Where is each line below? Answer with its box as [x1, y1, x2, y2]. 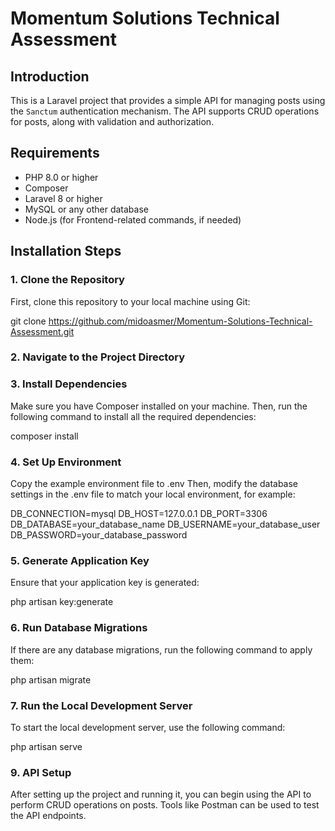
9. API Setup [10, 765, 72, 779]
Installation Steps [10, 243, 122, 260]
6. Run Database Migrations [10, 621, 148, 635]
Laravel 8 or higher [24, 192, 103, 204]
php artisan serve [10, 740, 83, 752]
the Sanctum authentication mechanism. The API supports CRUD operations [10, 105, 320, 117]
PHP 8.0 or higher [24, 171, 99, 183]
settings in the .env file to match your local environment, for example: [10, 488, 296, 501]
